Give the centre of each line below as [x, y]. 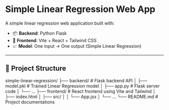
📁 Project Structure [36, 69]
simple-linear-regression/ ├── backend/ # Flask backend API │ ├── [76, 80]
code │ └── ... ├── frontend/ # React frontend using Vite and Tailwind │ [80, 91]
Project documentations [30, 102]
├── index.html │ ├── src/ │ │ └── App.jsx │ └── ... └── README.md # [82, 96]
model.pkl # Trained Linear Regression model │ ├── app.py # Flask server [82, 86]
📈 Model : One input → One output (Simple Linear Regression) [77, 46]
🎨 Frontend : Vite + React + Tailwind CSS [55, 40]
